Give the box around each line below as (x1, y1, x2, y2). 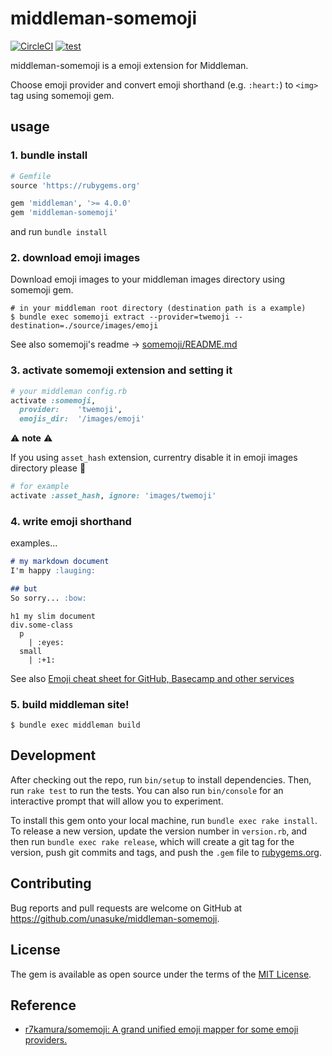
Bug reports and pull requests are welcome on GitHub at (10, 902, 243, 914)
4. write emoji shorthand (10, 514, 132, 528)
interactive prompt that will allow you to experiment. (10, 795, 224, 807)
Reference (10, 997, 77, 1014)
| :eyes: (28, 637, 65, 647)
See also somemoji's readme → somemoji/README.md (10, 338, 238, 351)
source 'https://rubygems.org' (10, 180, 141, 191)
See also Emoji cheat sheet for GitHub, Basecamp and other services (10, 672, 295, 684)
